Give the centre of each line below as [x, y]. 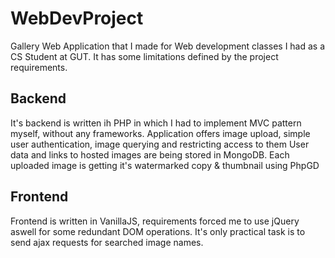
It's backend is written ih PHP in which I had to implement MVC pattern [156, 123]
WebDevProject [77, 18]
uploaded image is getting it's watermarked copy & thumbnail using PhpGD [165, 165]
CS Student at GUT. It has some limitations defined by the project [144, 56]
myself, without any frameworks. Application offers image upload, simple [160, 133]
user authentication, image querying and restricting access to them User [160, 144]
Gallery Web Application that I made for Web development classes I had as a [168, 46]
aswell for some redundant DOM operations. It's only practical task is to [158, 231]
